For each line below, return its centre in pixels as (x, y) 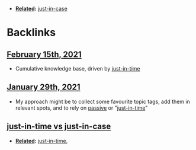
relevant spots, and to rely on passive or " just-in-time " (81, 108)
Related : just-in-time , (41, 141)
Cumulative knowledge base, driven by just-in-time (78, 68)
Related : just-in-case (41, 9)
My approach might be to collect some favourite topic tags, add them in (102, 101)
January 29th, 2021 (44, 87)
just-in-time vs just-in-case (59, 127)
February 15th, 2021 (44, 54)
